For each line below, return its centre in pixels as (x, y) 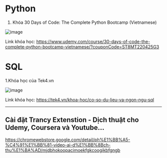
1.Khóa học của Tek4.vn (30, 80)
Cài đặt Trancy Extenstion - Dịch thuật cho (72, 120)
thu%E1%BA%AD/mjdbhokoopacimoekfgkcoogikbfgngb (63, 150)
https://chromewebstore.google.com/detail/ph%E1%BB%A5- (68, 140)
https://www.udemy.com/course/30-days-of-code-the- (93, 41)
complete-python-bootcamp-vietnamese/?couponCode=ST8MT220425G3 (82, 47)
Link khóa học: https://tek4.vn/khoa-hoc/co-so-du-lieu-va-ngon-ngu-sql (80, 100)
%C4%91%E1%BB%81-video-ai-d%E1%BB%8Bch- (58, 145)
